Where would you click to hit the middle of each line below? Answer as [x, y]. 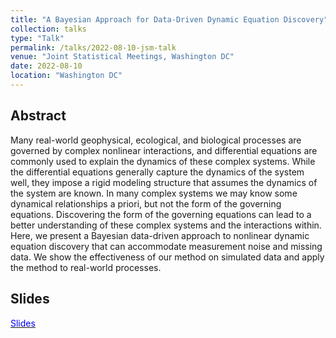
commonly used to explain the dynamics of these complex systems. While [163, 161]
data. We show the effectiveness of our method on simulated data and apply [167, 257]
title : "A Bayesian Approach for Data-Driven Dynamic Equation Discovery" [169, 19]
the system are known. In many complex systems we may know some [154, 193]
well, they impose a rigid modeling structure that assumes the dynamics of [164, 182]
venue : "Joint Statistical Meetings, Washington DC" [122, 57]
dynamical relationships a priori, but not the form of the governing [146, 203]
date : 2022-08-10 [46, 66]
